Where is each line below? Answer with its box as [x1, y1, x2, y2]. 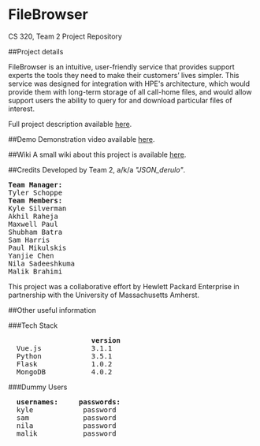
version [91, 336, 121, 344]
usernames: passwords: [16, 397, 121, 407]
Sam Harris [8, 235, 50, 244]
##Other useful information [8, 305, 97, 314]
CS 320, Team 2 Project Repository [8, 32, 122, 41]
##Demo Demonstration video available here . [8, 134, 155, 143]
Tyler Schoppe [8, 188, 63, 197]
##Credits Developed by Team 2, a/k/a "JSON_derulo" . [8, 165, 186, 174]
